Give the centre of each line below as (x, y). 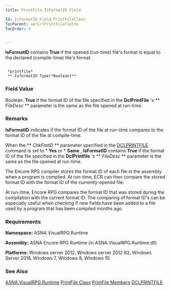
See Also (17, 272)
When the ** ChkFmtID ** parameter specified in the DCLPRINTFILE (77, 145)
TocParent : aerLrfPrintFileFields (42, 24)
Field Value (19, 89)
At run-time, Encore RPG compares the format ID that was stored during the (85, 192)
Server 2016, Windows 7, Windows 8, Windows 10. (58, 258)
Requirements (23, 221)
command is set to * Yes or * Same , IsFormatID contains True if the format (85, 150)
